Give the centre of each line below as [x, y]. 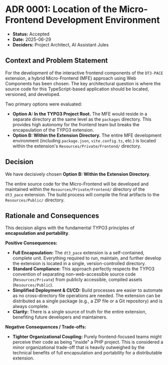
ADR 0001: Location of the [61, 9]
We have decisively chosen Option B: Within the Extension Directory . [78, 174]
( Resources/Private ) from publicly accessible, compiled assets [77, 280]
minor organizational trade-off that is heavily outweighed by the [78, 347]
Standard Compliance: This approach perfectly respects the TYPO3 [83, 269]
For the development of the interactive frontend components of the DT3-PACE [84, 73]
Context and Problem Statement [57, 61]
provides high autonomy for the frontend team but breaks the [76, 124]
